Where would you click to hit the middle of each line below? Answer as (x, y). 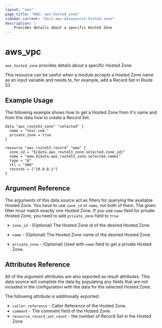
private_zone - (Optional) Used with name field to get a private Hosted (82, 244)
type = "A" (20, 161)
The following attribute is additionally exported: (52, 296)
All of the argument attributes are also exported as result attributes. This (78, 276)
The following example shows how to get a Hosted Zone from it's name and (81, 112)
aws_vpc (23, 52)
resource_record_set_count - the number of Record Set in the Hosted (81, 316)
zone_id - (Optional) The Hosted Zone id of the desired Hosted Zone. (81, 225)
